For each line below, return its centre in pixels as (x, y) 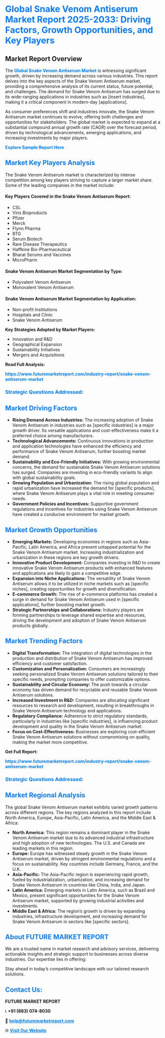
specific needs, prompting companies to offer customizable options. (82, 679)
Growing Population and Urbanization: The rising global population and (85, 483)
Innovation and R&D (32, 339)
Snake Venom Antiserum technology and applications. (67, 710)
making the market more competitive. (50, 742)
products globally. (31, 626)
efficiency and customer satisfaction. (50, 663)
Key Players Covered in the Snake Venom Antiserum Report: (68, 196)
